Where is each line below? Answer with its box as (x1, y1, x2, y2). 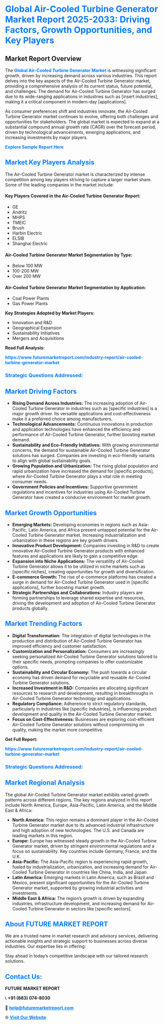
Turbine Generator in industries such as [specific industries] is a (27, 405, 158, 411)
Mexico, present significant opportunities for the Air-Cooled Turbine (12, 879, 149, 885)
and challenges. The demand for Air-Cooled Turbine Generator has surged (5, 89, 156, 94)
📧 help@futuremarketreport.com (5, 1005, 74, 1011)
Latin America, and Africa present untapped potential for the (28, 527, 150, 532)
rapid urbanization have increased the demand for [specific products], (12, 468, 154, 474)
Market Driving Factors (5, 387, 77, 396)
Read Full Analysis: (5, 345, 45, 351)
